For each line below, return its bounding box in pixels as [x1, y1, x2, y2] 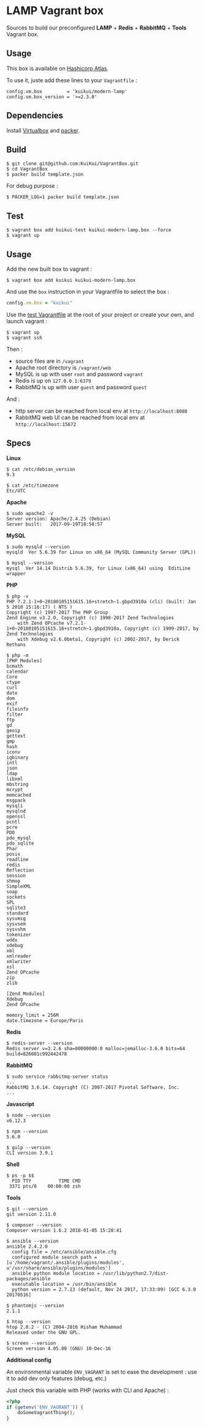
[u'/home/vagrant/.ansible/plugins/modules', [6, 1259, 125, 1266]
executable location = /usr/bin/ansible [12, 1281, 117, 1287]
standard [6, 910, 29, 916]
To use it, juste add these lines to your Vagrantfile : [6, 76, 137, 83]
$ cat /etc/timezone [6, 482, 60, 489]
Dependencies [6, 110, 63, 121]
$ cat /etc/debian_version [6, 466, 75, 473]
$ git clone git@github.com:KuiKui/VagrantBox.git [6, 161, 139, 167]
